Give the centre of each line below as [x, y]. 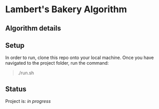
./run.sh [26, 73]
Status [16, 89]
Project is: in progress [28, 101]
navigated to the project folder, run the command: [57, 63]
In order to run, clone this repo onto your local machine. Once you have [79, 58]
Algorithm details [33, 28]
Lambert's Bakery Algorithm [66, 9]
